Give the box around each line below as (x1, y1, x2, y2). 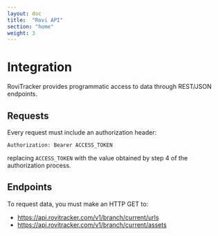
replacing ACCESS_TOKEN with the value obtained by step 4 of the (7, 154, 188, 162)
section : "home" (7, 23, 54, 30)
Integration (7, 60, 73, 75)
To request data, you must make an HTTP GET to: (7, 199, 149, 208)
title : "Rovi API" (7, 17, 64, 24)
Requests (7, 110, 49, 121)
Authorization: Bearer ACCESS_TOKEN (7, 142, 113, 149)
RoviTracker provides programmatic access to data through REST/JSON (7, 83, 212, 91)
